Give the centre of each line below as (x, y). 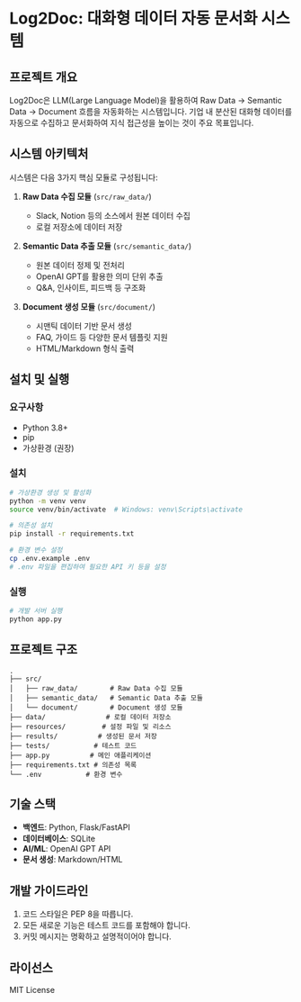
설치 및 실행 (40, 379)
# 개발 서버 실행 (36, 611)
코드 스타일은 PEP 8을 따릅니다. (78, 914)
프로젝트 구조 (44, 650)
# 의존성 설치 (31, 526)
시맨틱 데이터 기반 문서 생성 (84, 326)
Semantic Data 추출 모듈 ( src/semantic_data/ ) (107, 246)
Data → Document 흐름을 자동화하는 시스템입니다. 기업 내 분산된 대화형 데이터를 (151, 112)
